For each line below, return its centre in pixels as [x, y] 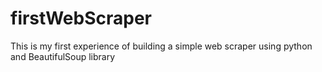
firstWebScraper [81, 18]
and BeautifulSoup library [63, 56]
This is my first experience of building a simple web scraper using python [161, 46]
